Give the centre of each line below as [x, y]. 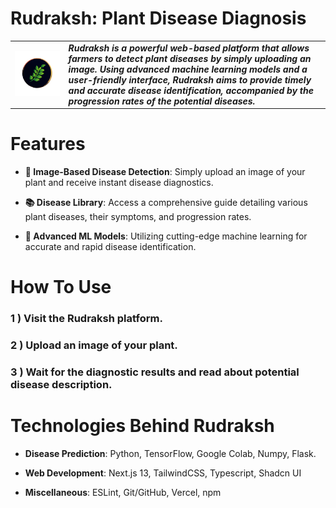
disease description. [61, 385]
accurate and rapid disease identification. [110, 247]
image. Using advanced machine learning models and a [188, 69]
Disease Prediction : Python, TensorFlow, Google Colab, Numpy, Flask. [170, 454]
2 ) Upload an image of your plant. [94, 345]
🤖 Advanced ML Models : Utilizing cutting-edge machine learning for [166, 236]
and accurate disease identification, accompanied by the [191, 90]
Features [48, 144]
